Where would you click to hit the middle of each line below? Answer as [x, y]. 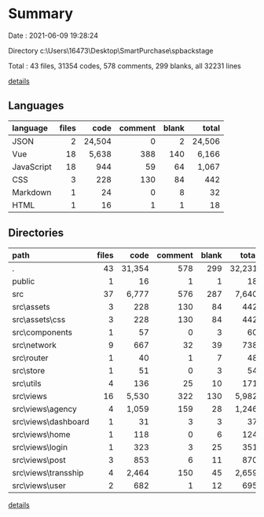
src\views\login [40, 447]
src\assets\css [39, 319]
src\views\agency [44, 409]
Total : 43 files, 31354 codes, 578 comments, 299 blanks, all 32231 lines [125, 66]
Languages [36, 106]
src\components [42, 332]
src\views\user [39, 486]
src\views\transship [48, 472]
